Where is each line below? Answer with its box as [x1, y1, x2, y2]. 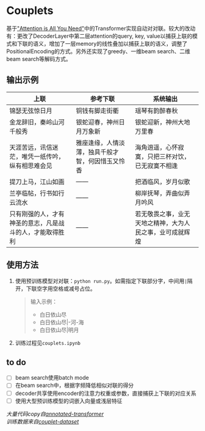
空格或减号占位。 [52, 285, 96, 292]
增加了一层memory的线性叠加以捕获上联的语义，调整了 [48, 40, 188, 47]
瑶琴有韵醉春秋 [135, 106, 178, 115]
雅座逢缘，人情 [76, 138, 119, 147]
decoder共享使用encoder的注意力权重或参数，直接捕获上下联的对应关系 [15, 389, 196, 397]
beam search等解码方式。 [6, 55, 71, 62]
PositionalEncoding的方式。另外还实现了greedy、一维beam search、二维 [6, 47, 191, 55]
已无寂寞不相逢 [135, 161, 178, 170]
